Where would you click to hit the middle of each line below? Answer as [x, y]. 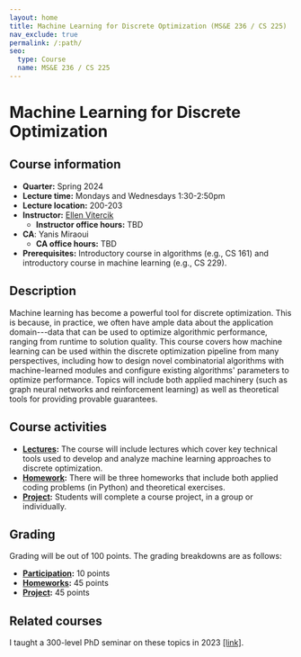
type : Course [42, 59]
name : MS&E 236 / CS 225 [64, 68]
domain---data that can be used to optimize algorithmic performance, [138, 332]
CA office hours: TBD [76, 243]
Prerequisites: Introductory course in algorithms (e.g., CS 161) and [146, 253]
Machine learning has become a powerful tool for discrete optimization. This [150, 312]
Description [43, 291]
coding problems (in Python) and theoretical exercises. [124, 487]
